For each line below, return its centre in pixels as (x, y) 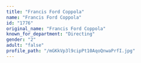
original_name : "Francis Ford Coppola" (56, 28)
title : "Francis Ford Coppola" (45, 12)
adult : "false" (25, 46)
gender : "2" (21, 40)
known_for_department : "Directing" (51, 34)
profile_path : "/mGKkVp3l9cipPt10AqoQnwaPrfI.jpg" (71, 51)
